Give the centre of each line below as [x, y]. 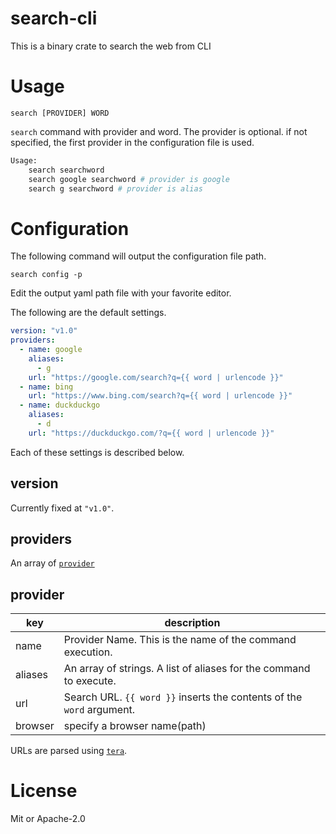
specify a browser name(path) [135, 726]
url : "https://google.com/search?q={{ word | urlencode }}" [156, 377]
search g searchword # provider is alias [115, 188]
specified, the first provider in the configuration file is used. [132, 142]
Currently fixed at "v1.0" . [62, 508]
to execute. [90, 681]
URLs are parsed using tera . [69, 751]
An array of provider [52, 563]
